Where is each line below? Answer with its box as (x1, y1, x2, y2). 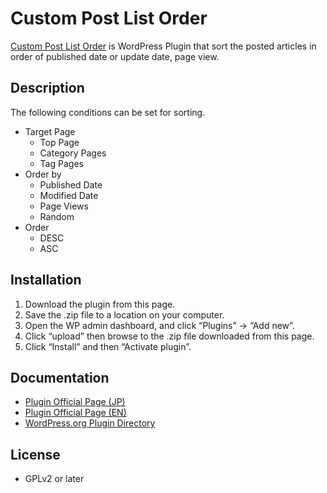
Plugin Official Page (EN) (24, 407, 127, 419)
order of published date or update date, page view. (10, 50, 220, 62)
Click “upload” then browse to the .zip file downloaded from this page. (24, 330, 315, 342)
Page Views (39, 200, 89, 212)
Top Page (39, 136, 80, 148)
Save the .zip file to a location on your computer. (24, 308, 225, 321)
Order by (24, 168, 62, 180)
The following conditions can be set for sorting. (10, 106, 206, 118)
